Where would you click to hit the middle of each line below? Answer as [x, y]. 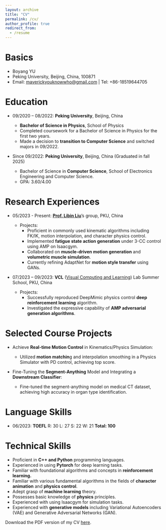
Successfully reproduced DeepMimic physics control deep [87, 297]
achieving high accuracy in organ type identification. [73, 392]
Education [27, 102]
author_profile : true [28, 24]
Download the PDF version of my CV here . [48, 522]
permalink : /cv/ [22, 19]
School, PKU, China [32, 282]
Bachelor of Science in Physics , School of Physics [72, 125]
